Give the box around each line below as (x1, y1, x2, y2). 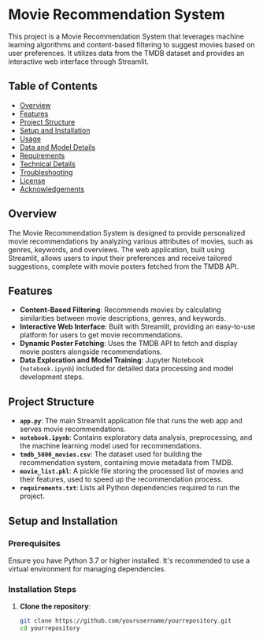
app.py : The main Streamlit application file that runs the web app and (19, 416, 243, 426)
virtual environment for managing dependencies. (8, 564, 167, 573)
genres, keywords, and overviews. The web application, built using (8, 244, 225, 254)
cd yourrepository (19, 624, 80, 632)
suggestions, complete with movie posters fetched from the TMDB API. (8, 262, 239, 271)
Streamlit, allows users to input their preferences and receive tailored (8, 253, 232, 262)
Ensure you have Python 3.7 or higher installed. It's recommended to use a (8, 556, 250, 565)
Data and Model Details (19, 142, 96, 151)
